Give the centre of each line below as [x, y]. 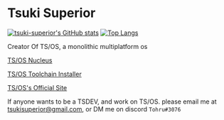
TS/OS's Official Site [37, 87]
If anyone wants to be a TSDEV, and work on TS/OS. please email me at [112, 102]
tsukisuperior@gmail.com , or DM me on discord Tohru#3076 [94, 109]
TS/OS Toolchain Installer [44, 74]
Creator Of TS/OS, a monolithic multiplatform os [78, 46]
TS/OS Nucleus [30, 60]
